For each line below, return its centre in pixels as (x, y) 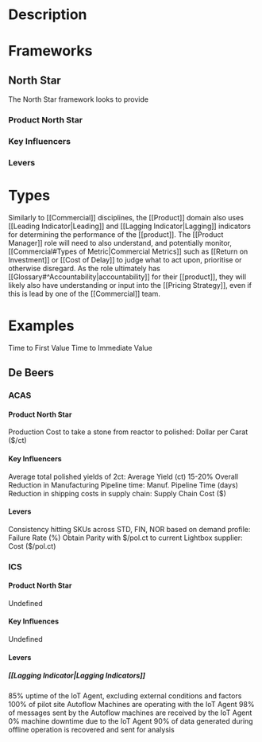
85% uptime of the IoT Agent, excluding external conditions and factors (125, 695)
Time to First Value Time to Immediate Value (81, 348)
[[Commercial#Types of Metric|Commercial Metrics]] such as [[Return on (128, 251)
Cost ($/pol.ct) (32, 546)
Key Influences (34, 621)
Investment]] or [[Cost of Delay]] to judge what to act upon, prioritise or (125, 259)
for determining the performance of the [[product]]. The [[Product (116, 234)
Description (48, 15)
